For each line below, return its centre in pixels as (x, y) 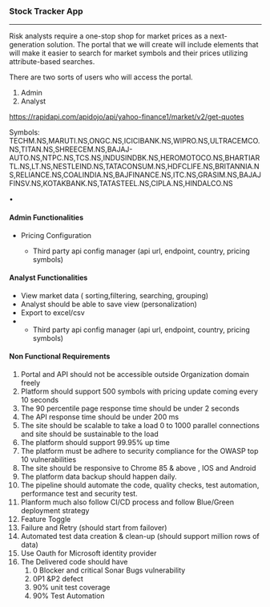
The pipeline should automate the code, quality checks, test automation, (140, 485)
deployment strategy (55, 510)
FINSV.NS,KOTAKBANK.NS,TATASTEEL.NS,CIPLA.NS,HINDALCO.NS (121, 184)
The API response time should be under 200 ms (100, 417)
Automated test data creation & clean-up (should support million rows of (140, 536)
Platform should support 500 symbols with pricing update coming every (139, 391)
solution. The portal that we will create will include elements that (152, 45)
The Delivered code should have (74, 561)
